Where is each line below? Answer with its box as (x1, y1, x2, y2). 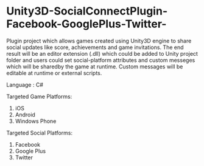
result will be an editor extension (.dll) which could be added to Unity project (6, 50, 198, 57)
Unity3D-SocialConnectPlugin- (6, 4, 168, 18)
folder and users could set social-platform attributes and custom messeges (6, 56, 195, 64)
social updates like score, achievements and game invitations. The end (6, 44, 184, 51)
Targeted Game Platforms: (6, 93, 72, 100)
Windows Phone (15, 117, 57, 125)
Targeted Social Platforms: (6, 129, 73, 136)
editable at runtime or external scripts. (6, 69, 102, 76)
